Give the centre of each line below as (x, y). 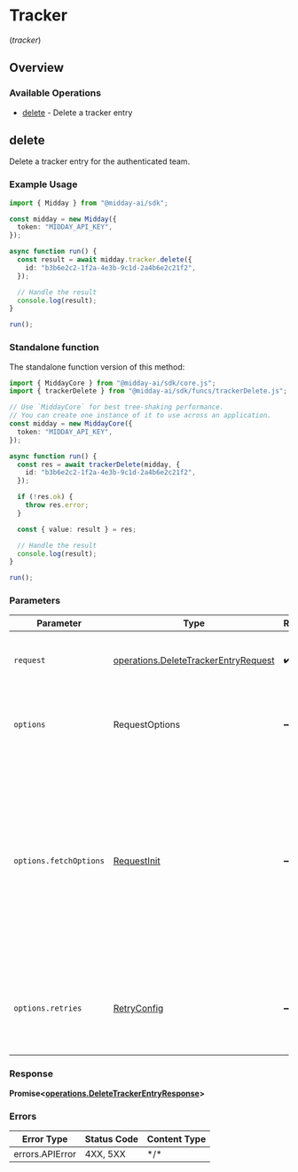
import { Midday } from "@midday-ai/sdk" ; (89, 203)
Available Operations (55, 93)
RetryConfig (138, 1009)
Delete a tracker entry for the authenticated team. (100, 161)
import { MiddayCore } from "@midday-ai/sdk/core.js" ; (113, 383)
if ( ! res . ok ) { (45, 497)
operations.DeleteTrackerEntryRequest (194, 660)
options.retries (48, 1008)
